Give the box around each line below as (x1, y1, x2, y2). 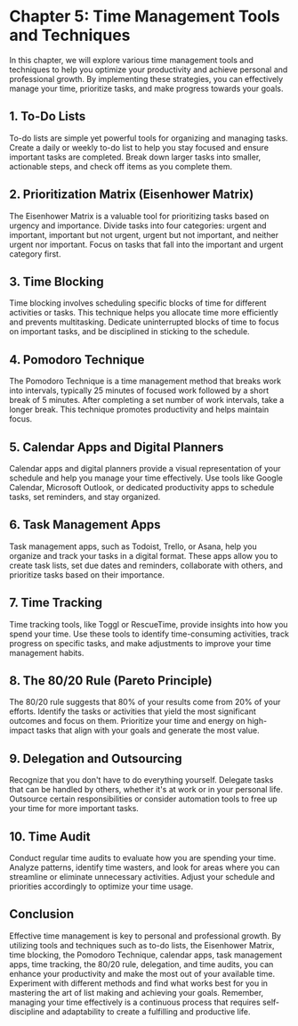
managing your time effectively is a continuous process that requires (9, 997, 261, 1007)
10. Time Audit (9, 829, 91, 844)
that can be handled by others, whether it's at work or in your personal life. (9, 784, 283, 795)
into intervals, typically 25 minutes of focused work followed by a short (9, 385, 270, 396)
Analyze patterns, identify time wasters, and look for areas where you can (9, 862, 280, 873)
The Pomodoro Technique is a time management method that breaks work (9, 376, 282, 387)
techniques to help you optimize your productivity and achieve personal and (9, 64, 288, 75)
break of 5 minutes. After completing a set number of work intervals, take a (9, 395, 285, 406)
